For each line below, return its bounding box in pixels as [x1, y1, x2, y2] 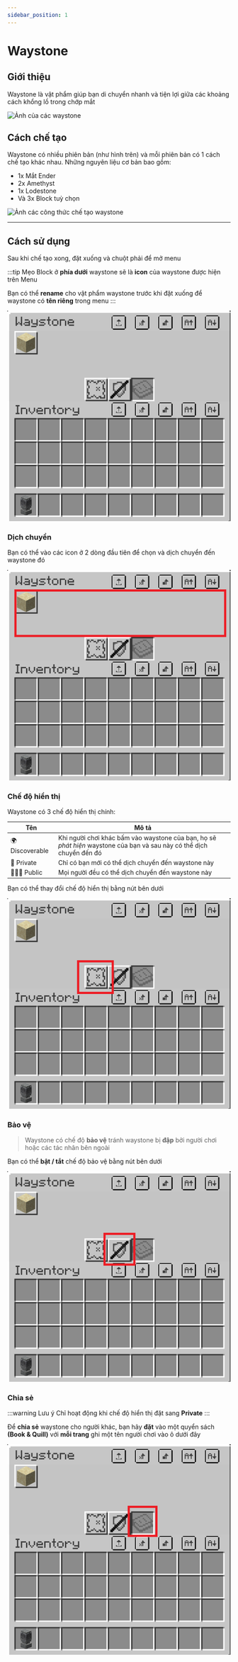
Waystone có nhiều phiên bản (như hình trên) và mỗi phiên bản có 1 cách [7, 150, 220, 159]
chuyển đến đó [57, 848, 102, 857]
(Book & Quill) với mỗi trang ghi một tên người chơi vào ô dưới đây [7, 1429, 201, 1439]
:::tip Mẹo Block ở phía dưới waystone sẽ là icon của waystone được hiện [7, 268, 221, 277]
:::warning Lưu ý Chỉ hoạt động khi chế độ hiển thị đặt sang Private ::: [7, 1408, 210, 1417]
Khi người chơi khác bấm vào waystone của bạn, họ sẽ [57, 833, 217, 842]
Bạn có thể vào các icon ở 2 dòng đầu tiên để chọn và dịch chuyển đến [7, 548, 215, 557]
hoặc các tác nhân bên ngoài [24, 1143, 110, 1151]
